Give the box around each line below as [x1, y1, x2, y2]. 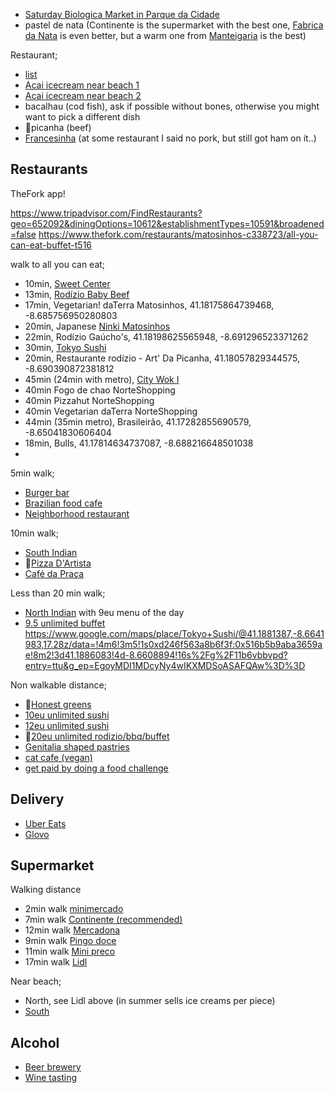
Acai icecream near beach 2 [24, 90, 142, 101]
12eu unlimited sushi [24, 719, 110, 731]
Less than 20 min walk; [10, 587, 106, 599]
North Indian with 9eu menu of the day [24, 606, 185, 618]
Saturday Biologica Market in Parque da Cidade [24, 9, 220, 20]
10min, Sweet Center [24, 277, 111, 289]
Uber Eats [24, 817, 67, 829]
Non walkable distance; [10, 679, 107, 691]
